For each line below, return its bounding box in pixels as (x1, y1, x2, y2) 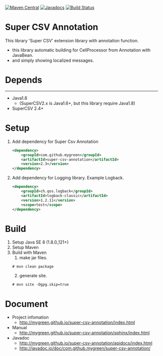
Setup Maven (12, 245, 39, 250)
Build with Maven (12, 249, 47, 255)
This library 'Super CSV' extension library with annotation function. (5, 37, 139, 43)
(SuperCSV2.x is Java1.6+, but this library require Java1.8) (19, 100, 135, 106)
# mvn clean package (12, 264, 54, 269)
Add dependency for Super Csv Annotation (12, 139, 98, 144)
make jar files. (19, 255, 48, 261)
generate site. (19, 273, 47, 279)
